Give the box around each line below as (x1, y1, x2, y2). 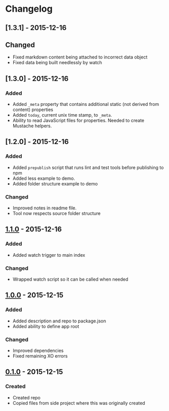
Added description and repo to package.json (12, 318, 107, 324)
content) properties (12, 106, 53, 113)
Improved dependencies (12, 347, 64, 354)
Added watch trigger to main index (12, 252, 85, 258)
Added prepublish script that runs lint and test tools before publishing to (12, 164, 164, 171)
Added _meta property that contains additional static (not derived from (12, 101, 159, 107)
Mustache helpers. (12, 123, 52, 129)
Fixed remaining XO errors (12, 353, 68, 359)
